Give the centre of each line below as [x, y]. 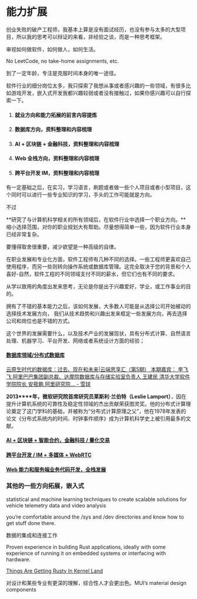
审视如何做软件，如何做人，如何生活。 [52, 49]
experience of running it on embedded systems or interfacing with [86, 553]
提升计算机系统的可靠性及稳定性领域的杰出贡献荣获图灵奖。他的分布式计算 [96, 403]
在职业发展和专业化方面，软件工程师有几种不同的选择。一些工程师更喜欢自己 [98, 259]
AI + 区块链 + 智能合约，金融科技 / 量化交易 [58, 440]
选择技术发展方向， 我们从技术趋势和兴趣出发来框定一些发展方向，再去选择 [97, 313]
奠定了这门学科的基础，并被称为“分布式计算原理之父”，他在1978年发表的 [98, 411]
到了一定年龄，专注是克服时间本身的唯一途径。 [62, 73]
